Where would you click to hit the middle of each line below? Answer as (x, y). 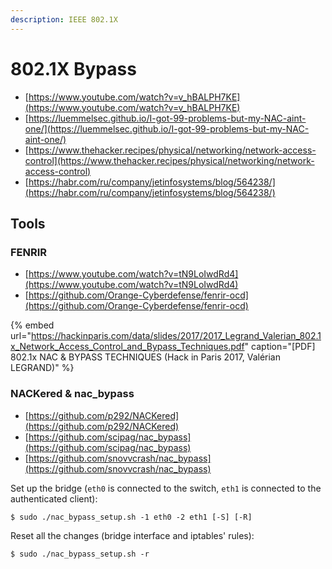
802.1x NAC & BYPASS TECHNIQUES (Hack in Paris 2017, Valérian (145, 357)
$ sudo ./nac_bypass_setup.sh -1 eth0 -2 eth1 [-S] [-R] (131, 517)
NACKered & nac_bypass (72, 394)
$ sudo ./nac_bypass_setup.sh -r (80, 554)
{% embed (32, 325)
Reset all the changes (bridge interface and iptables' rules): (132, 535)
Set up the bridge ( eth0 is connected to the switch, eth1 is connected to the (166, 488)
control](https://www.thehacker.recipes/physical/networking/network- (169, 160)
